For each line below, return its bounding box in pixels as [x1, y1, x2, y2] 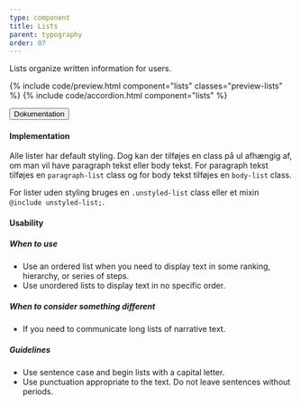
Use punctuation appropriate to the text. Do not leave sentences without [22, 376, 291, 387]
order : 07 [9, 38, 47, 48]
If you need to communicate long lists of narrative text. [22, 323, 226, 334]
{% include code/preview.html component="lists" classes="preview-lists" [9, 80, 284, 91]
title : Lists [9, 22, 59, 31]
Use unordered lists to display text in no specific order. [22, 281, 226, 291]
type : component [9, 13, 70, 23]
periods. [22, 385, 54, 397]
